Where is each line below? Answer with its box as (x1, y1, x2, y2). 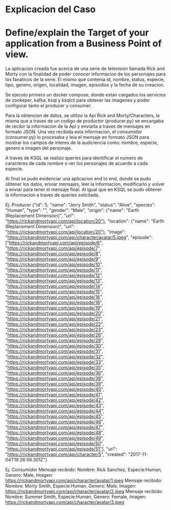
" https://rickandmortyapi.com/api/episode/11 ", (5, 267, 102, 273)
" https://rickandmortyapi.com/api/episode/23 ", (5, 327, 104, 333)
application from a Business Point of (5, 38, 162, 50)
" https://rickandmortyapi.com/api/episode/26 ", (5, 332, 104, 338)
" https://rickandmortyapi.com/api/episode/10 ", (5, 261, 104, 268)
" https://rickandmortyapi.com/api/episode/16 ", (5, 294, 103, 300)
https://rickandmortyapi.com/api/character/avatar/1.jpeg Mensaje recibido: (5, 477, 162, 483)
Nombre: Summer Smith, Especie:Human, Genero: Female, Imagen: (5, 494, 146, 500)
